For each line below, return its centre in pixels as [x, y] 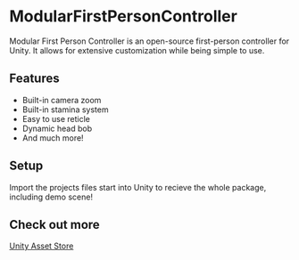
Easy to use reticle [56, 118]
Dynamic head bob [57, 128]
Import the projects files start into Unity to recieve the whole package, [138, 187]
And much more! [53, 138]
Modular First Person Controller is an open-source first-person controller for [149, 41]
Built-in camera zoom [62, 100]
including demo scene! [51, 197]
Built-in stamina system [65, 110]
